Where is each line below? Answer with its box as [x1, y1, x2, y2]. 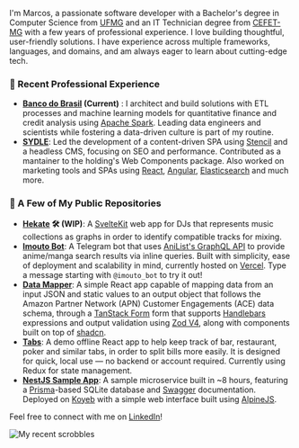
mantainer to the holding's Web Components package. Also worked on [22, 156, 285, 166]
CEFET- [252, 17, 281, 28]
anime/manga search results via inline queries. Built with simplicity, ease [22, 250, 290, 261]
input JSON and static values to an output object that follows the [22, 288, 261, 300]
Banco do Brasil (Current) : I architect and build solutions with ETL [22, 98, 269, 109]
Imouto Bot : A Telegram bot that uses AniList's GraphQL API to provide [22, 240, 286, 251]
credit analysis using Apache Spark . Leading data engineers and [22, 117, 262, 129]
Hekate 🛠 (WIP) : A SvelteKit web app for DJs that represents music [22, 218, 274, 228]
